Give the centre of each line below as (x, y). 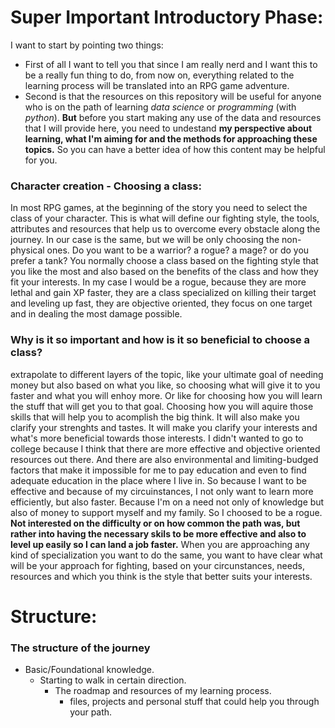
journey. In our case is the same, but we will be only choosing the (145, 240)
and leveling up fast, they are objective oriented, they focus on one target (161, 303)
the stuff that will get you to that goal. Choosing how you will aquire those (162, 406)
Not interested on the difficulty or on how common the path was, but (155, 523)
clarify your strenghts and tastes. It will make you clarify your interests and (164, 427)
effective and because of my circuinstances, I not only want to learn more (162, 491)
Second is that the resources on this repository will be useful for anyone (173, 96)
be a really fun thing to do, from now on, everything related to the (159, 75)
